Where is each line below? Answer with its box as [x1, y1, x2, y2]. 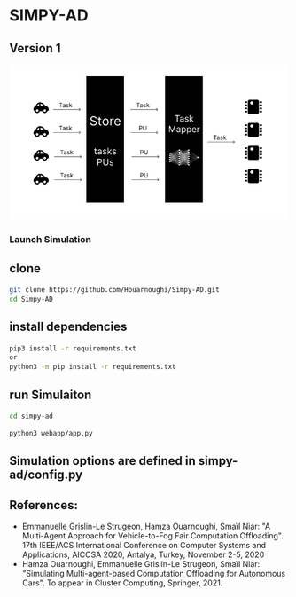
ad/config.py [9, 467, 82, 483]
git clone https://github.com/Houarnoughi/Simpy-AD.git [9, 285, 220, 294]
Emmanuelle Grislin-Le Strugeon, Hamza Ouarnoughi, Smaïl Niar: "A [21, 521, 271, 531]
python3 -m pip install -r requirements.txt [9, 363, 176, 372]
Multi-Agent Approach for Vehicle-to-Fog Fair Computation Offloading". [21, 530, 284, 541]
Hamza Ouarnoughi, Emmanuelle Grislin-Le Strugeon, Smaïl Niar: [21, 558, 261, 569]
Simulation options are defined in [9, 453, 197, 468]
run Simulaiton [9, 387, 92, 402]
